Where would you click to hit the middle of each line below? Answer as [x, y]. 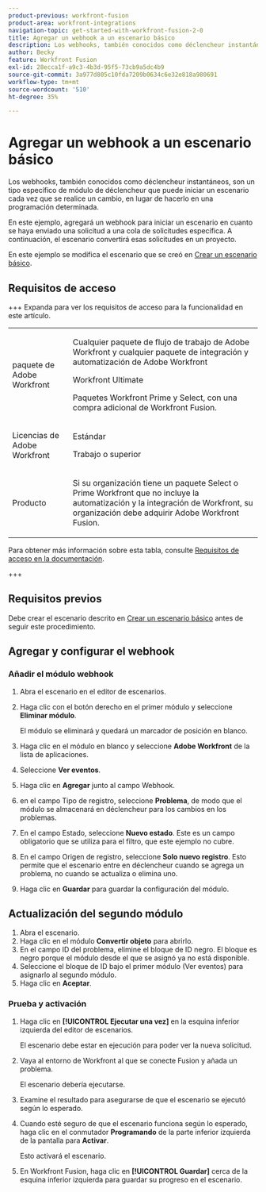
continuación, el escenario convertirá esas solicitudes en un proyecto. [123, 240]
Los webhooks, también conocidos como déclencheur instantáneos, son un [132, 182]
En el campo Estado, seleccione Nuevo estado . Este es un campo [127, 832]
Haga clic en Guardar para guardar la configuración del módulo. [124, 889]
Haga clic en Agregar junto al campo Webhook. [97, 785]
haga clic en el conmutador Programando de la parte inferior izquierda [135, 1132]
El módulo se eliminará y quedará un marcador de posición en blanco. [133, 730]
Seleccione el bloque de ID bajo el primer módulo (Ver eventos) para [131, 967]
